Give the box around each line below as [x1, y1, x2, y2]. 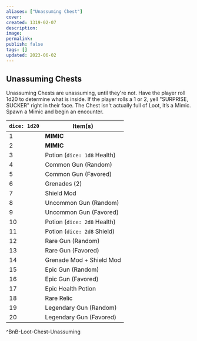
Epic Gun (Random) [45, 265, 99, 274]
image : [6, 31, 22, 36]
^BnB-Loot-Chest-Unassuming [6, 328, 81, 335]
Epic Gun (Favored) [45, 275, 99, 283]
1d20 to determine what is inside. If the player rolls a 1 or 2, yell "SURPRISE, [6, 96, 189, 103]
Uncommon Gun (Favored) [45, 208, 119, 217]
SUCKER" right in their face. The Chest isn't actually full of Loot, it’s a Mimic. [6, 102, 191, 109]
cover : [6, 14, 22, 20]
